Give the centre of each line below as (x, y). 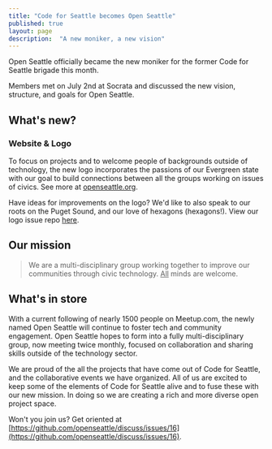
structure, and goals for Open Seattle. (71, 95)
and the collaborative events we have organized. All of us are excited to (128, 378)
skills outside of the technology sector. (73, 353)
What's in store (48, 299)
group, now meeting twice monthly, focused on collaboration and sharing (131, 344)
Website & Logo (40, 143)
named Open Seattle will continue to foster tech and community (115, 327)
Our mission (40, 246)
